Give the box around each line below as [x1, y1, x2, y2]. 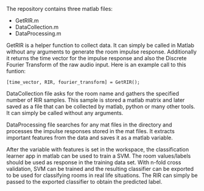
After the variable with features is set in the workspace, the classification [6, 146, 189, 153]
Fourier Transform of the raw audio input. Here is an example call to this [6, 61, 187, 68]
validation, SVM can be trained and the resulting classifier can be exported [6, 165, 194, 172]
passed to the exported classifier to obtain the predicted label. [6, 178, 163, 185]
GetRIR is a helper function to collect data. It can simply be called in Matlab [6, 42, 195, 49]
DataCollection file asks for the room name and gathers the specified [6, 90, 180, 97]
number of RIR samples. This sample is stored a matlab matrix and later [6, 97, 185, 103]
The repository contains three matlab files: [6, 5, 113, 12]
